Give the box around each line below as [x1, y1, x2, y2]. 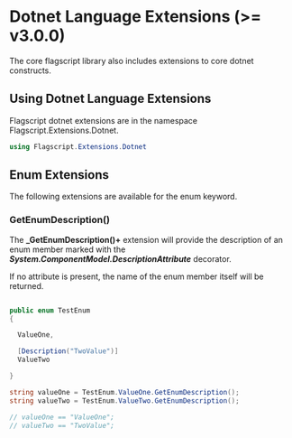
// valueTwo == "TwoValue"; [9, 421, 115, 430]
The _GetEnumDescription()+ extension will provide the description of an [9, 234, 284, 245]
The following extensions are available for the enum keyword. [9, 191, 238, 202]
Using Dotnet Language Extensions [9, 91, 212, 107]
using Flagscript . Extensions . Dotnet [9, 142, 147, 151]
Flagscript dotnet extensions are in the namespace [9, 115, 198, 126]
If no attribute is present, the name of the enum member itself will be [9, 271, 264, 282]
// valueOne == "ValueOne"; [9, 413, 115, 422]
